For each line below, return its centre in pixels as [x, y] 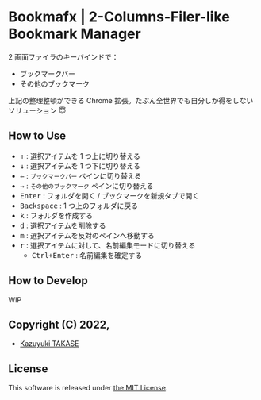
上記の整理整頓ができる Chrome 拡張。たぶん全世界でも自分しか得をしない [131, 100]
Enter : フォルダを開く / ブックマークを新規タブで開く [109, 195]
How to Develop [48, 281]
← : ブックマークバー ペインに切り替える [81, 175]
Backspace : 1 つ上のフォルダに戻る [79, 206]
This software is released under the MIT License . [88, 388]
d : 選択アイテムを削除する [63, 225]
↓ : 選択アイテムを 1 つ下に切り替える [80, 166]
